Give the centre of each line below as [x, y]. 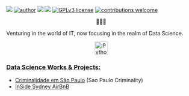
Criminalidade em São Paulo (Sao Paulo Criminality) [79, 80]
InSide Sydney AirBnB [42, 86]
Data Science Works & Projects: [54, 67]
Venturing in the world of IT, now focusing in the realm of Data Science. [95, 33]
